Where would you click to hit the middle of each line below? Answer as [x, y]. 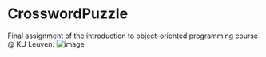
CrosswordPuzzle [68, 14]
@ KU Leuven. [31, 44]
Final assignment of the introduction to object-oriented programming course [133, 36]
